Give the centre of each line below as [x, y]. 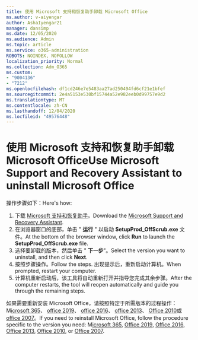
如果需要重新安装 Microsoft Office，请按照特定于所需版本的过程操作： [92, 303]
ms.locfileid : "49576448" [38, 116]
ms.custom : [20, 72]
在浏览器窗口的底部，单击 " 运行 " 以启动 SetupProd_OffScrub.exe [96, 230]
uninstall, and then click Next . [51, 257]
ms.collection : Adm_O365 [37, 67]
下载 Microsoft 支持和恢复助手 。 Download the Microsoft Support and [99, 216]
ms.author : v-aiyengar [34, 17]
